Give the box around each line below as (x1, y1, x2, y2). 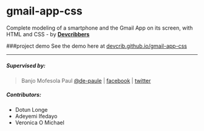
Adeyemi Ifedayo (15, 112, 58, 120)
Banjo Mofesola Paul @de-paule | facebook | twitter (21, 77, 151, 84)
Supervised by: (6, 62, 46, 69)
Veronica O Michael (15, 119, 65, 126)
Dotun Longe (15, 106, 48, 113)
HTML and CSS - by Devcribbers (6, 30, 90, 37)
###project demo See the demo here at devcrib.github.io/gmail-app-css (6, 42, 187, 50)
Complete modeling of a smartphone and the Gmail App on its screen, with (6, 24, 193, 31)
